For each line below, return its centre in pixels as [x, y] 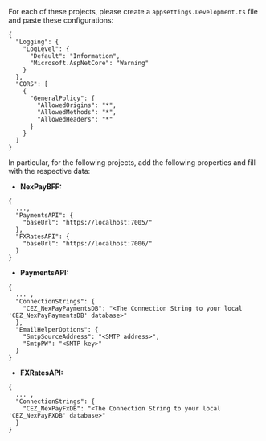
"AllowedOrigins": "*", [77, 105]
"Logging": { [37, 42]
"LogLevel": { [46, 49]
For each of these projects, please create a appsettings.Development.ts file [133, 12]
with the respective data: [49, 171]
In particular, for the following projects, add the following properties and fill [132, 163]
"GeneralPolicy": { [62, 98]
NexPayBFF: [41, 187]
